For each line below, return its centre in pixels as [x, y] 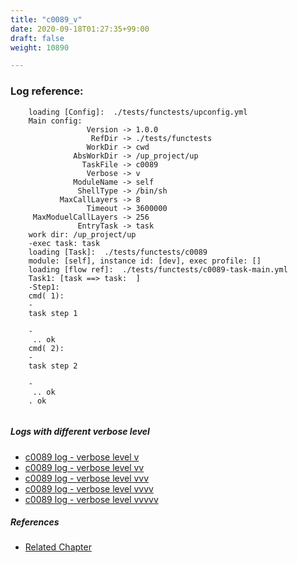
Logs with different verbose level [80, 432]
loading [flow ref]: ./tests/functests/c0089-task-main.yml [158, 269]
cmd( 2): [46, 348]
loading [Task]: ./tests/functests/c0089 [118, 252]
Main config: [55, 121]
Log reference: [47, 91]
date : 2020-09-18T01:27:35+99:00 [80, 29]
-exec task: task [64, 243]
